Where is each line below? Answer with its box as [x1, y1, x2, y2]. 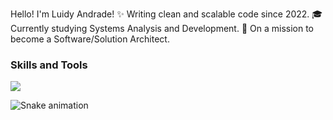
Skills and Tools [10, 58, 88, 72]
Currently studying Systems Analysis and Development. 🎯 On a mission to [10, 23, 315, 34]
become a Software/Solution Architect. [10, 33, 170, 45]
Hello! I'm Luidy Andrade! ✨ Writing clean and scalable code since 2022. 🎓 [10, 8, 323, 20]
